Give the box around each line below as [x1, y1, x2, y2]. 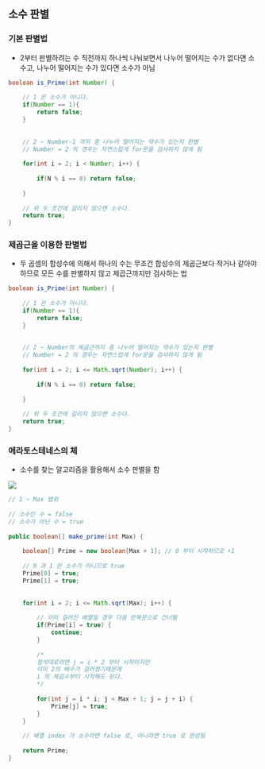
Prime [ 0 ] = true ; [22, 570, 80, 578]
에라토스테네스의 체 [8, 445, 78, 456]
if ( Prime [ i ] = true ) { [36, 621, 112, 629]
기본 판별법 [8, 33, 48, 44]
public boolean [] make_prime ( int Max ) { [8, 532, 144, 540]
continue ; [50, 628, 83, 637]
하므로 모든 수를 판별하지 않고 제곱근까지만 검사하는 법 [19, 269, 188, 278]
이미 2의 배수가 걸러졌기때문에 [36, 666, 122, 674]
